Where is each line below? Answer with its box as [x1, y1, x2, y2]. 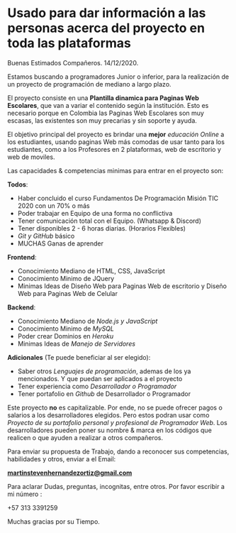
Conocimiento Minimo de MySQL [17, 324, 115, 333]
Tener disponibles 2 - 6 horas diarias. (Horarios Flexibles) [17, 224, 186, 232]
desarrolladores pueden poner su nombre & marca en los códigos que [7, 426, 213, 434]
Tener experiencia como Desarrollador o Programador [17, 382, 177, 390]
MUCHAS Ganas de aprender [17, 239, 104, 248]
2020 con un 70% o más [17, 201, 90, 210]
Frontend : [7, 253, 37, 261]
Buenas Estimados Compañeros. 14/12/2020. [7, 58, 139, 67]
